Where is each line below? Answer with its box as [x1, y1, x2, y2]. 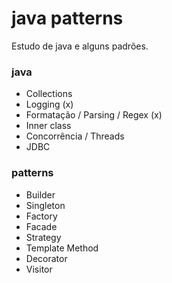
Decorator [25, 252, 68, 264]
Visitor [25, 263, 53, 275]
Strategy [25, 231, 62, 243]
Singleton [25, 199, 66, 211]
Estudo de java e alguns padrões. [11, 40, 149, 52]
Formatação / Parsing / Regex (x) [25, 109, 163, 121]
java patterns [11, 7, 124, 30]
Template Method [25, 242, 99, 254]
